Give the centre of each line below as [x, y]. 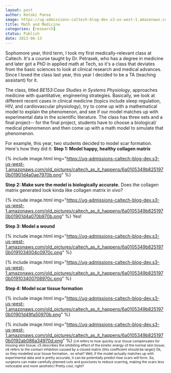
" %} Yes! [72, 216]
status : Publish [22, 34]
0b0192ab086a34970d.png [34, 340]
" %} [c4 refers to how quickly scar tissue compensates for [111, 340]
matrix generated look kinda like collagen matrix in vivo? [64, 190]
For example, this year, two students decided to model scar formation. [79, 143]
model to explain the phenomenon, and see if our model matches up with [82, 111]
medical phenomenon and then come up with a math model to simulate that [84, 128]
